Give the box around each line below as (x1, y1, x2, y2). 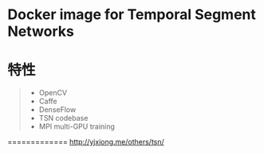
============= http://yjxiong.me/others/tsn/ (7, 137, 164, 147)
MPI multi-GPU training (38, 121, 115, 132)
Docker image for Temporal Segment (7, 6, 257, 24)
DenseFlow (38, 105, 77, 114)
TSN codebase (38, 114, 89, 123)
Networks (7, 22, 75, 40)
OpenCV (38, 88, 68, 98)
